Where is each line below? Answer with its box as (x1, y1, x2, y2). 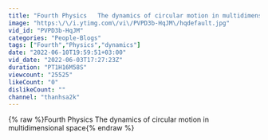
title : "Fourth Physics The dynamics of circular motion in (8, 11, 219, 20)
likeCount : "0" (8, 78, 59, 86)
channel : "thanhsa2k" (8, 93, 81, 101)
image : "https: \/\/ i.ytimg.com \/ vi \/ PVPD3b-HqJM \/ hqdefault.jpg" (8, 19, 230, 27)
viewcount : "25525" (8, 71, 73, 79)
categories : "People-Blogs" (8, 33, 102, 42)
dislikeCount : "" (8, 85, 66, 94)
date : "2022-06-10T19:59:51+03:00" (8, 49, 127, 56)
